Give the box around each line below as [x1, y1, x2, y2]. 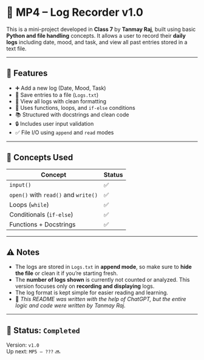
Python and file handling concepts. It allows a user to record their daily [6, 32, 186, 39]
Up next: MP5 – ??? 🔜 [6, 348, 61, 355]
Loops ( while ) [9, 200, 50, 209]
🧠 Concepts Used [6, 152, 73, 163]
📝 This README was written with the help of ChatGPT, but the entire [15, 296, 186, 303]
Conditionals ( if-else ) [9, 210, 73, 219]
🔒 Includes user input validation [15, 120, 94, 127]
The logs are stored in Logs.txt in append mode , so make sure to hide [15, 263, 192, 271]
